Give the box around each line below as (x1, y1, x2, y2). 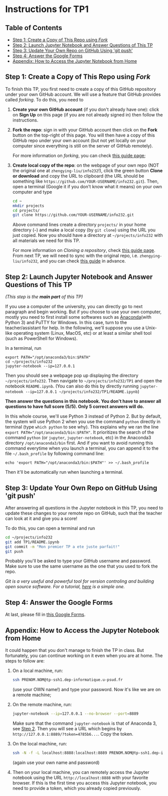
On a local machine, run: (12, 668, 63, 674)
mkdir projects (12, 203, 45, 208)
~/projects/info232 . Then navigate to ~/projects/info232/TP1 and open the (5, 378, 162, 384)
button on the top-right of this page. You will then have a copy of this (12, 132, 155, 138)
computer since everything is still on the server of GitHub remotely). (12, 143, 153, 149)
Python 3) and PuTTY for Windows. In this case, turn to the (5, 320, 127, 326)
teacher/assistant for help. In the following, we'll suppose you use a (5, 325, 144, 331)
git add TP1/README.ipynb (5, 540, 59, 545)
